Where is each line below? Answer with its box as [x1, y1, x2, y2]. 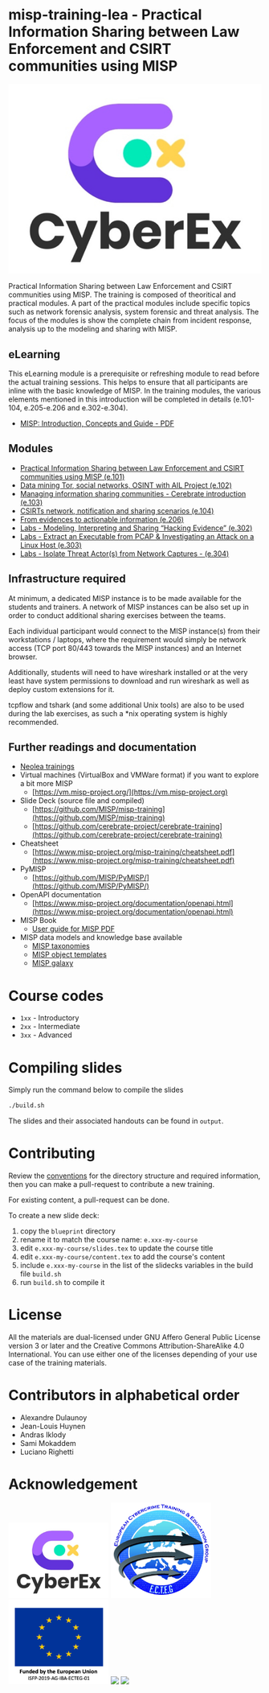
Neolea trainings [19, 762, 75, 772]
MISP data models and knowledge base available [19, 933, 183, 942]
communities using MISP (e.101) [19, 472, 125, 481]
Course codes [8, 987, 104, 1005]
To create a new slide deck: [8, 1211, 100, 1221]
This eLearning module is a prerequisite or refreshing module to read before [8, 369, 259, 378]
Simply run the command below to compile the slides [8, 1085, 184, 1095]
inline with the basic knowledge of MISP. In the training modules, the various [8, 385, 261, 395]
